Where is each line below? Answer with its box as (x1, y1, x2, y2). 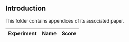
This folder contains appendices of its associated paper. (5, 17, 124, 24)
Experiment (8, 30, 37, 37)
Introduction (5, 4, 46, 13)
